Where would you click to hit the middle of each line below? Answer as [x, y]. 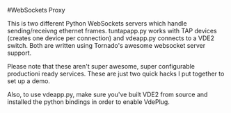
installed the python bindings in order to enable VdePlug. [89, 102]
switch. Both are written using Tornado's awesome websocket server [106, 45]
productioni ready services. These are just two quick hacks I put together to [116, 73]
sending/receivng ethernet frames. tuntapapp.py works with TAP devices [112, 31]
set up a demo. [29, 81]
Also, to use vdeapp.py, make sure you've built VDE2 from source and [107, 94]
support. [19, 53]
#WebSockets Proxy [36, 10]
